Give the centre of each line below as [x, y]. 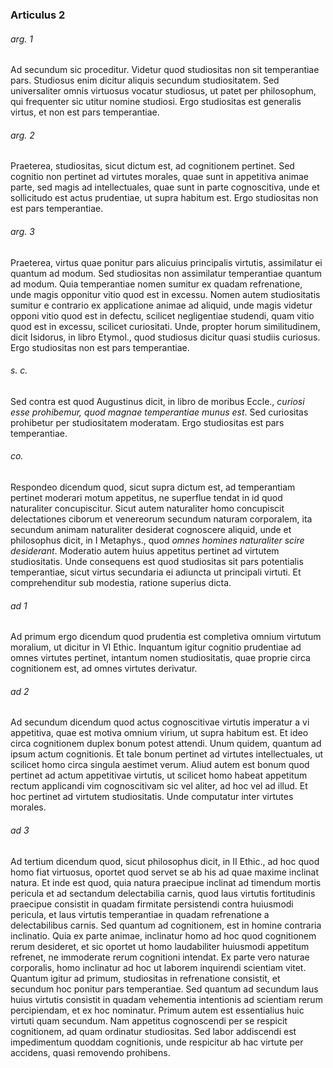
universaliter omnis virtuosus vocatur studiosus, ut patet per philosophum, [163, 91]
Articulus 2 [38, 15]
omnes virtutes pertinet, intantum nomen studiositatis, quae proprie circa [160, 658]
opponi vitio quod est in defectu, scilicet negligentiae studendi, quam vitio [162, 315]
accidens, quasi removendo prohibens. [90, 1052]
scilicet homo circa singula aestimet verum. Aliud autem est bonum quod [160, 765]
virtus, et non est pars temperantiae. [85, 112]
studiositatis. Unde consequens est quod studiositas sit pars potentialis [157, 561]
